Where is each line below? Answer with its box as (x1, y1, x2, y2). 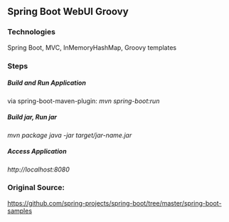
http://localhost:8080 (7, 165, 70, 174)
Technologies (7, 27, 55, 37)
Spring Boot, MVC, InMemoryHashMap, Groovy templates (7, 43, 176, 52)
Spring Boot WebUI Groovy (7, 6, 129, 18)
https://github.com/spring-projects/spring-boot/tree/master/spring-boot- (7, 199, 222, 207)
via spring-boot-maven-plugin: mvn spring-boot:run (7, 96, 160, 105)
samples (7, 206, 33, 215)
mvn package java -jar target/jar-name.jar (7, 131, 132, 139)
